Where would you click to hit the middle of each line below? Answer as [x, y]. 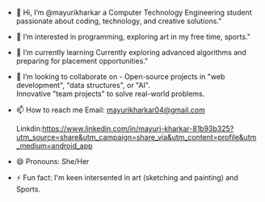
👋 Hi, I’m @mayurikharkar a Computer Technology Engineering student [134, 13]
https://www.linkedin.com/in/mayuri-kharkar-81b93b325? [138, 128]
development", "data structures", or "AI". [83, 85]
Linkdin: [29, 128]
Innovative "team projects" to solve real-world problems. [110, 94]
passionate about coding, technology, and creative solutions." [119, 21]
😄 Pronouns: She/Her [53, 161]
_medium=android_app [54, 146]
